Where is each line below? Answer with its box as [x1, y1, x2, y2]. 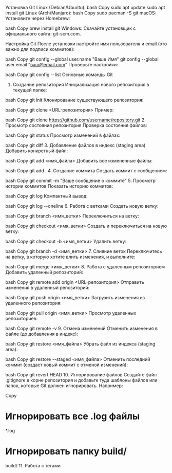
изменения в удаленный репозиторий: [5, 285, 90, 290]
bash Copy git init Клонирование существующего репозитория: [5, 97, 144, 103]
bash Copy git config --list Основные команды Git [5, 71, 113, 78]
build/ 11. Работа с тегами [5, 462, 61, 468]
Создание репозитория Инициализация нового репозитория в [12, 82, 150, 87]
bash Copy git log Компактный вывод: [5, 193, 88, 199]
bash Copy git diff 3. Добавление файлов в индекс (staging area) [5, 142, 146, 148]
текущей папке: [12, 87, 47, 93]
